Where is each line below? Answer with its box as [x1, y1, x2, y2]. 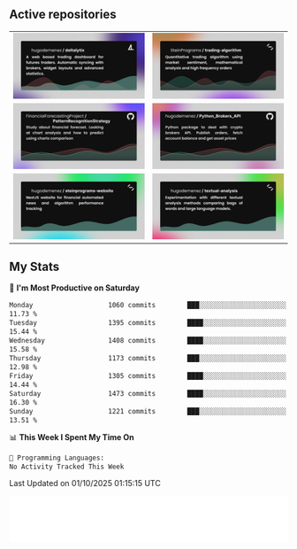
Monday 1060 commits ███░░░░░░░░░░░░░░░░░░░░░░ [9, 301, 287, 310]
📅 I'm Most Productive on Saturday [9, 282, 140, 293]
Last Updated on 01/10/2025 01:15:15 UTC [9, 478, 161, 489]
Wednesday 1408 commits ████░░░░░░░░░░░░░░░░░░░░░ [9, 336, 287, 345]
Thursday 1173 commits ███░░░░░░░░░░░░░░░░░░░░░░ [9, 354, 287, 363]
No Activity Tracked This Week [9, 462, 125, 472]
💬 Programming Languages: [9, 453, 104, 463]
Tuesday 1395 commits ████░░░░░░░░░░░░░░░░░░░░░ [9, 319, 287, 328]
